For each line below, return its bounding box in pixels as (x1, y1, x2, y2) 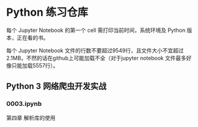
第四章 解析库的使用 (6, 114, 56, 121)
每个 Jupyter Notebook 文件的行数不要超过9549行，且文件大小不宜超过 (6, 46, 184, 54)
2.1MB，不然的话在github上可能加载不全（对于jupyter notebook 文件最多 (6, 54, 187, 61)
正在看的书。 (16, 34, 49, 41)
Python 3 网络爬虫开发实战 (6, 81, 107, 91)
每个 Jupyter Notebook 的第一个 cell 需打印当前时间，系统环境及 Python (6, 26, 186, 34)
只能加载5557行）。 (11, 61, 59, 69)
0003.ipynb (6, 100, 42, 108)
